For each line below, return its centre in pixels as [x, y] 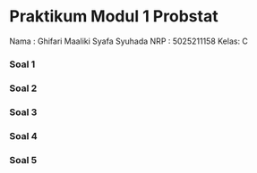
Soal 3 [23, 111]
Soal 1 [22, 64]
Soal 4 [23, 136]
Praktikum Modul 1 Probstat [114, 16]
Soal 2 [23, 88]
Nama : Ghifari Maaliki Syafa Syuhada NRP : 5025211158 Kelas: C [129, 41]
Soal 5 [23, 160]
